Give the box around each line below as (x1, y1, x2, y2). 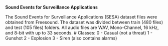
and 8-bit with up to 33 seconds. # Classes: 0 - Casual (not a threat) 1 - (5, 30, 153, 35)
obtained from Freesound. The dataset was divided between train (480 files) (5, 19, 163, 25)
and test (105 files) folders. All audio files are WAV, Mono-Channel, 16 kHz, (5, 24, 159, 30)
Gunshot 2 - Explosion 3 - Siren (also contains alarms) (5, 35, 117, 41)
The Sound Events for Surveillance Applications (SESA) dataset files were (5, 14, 157, 19)
